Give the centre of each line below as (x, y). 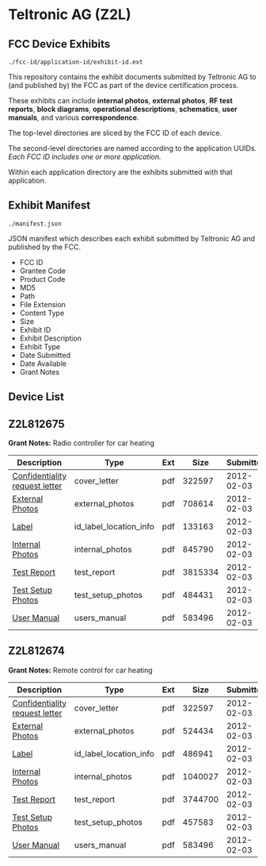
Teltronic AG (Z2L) (70, 15)
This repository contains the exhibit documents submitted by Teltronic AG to (132, 77)
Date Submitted (45, 355)
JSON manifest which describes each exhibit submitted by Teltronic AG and (132, 238)
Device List (36, 397)
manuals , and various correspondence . (74, 117)
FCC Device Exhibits (59, 44)
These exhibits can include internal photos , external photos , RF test (121, 100)
